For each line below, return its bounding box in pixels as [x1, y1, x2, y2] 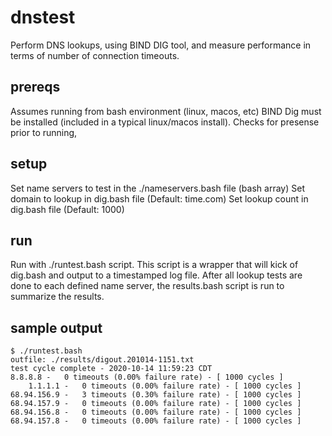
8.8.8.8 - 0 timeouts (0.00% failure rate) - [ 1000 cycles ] [10, 372, 284, 383]
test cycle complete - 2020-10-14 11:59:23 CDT [10, 364, 213, 374]
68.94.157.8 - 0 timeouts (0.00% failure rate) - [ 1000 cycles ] [10, 416, 302, 426]
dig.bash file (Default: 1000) [10, 203, 125, 215]
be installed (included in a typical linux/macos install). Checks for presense [10, 116, 320, 128]
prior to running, [10, 126, 78, 138]
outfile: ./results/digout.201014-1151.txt [10, 355, 195, 365]
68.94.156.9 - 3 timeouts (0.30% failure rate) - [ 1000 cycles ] [10, 390, 302, 400]
